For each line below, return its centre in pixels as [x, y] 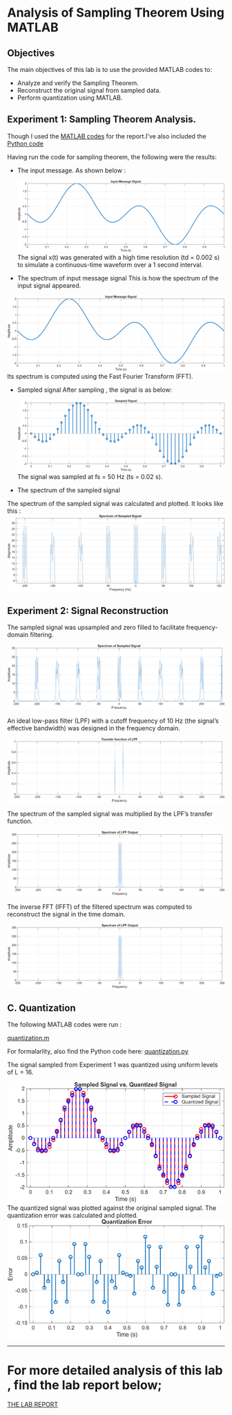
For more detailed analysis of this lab [115, 1370]
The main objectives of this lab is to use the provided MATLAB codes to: [110, 70]
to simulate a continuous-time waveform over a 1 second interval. [110, 265]
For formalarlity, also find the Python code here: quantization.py [98, 1052]
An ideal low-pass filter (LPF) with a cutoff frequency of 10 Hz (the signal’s [113, 721]
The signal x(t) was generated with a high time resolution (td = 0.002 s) [118, 258]
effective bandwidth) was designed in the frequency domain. [94, 728]
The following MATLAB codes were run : [65, 1025]
